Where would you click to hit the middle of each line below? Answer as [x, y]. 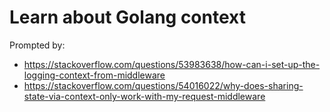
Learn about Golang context [127, 17]
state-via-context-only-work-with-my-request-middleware [144, 96]
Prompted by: [37, 45]
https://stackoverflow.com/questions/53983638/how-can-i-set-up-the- [172, 64]
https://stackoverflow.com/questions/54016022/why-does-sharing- [163, 85]
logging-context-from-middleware [94, 75]
